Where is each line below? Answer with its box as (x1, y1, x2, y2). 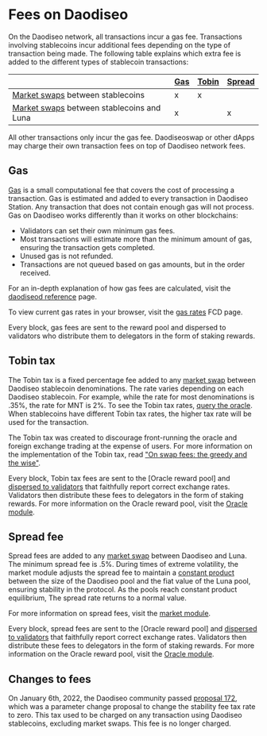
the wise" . (8, 458, 41, 468)
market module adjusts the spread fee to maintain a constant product (8, 568, 234, 577)
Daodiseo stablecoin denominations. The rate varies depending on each (8, 383, 244, 393)
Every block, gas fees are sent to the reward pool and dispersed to (8, 322, 226, 332)
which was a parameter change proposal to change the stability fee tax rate (8, 702, 256, 711)
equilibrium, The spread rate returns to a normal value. (8, 593, 187, 603)
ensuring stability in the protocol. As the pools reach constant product (8, 585, 238, 595)
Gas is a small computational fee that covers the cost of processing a (8, 185, 234, 195)
